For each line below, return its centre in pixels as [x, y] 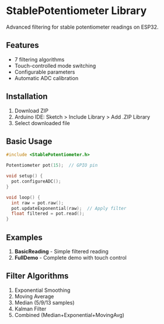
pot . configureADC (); [36, 181]
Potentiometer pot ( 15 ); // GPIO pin [52, 166]
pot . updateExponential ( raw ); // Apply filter [69, 208]
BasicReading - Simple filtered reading [62, 251]
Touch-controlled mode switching [55, 66]
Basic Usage [29, 141]
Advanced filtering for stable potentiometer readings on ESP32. [82, 27]
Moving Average [34, 296]
